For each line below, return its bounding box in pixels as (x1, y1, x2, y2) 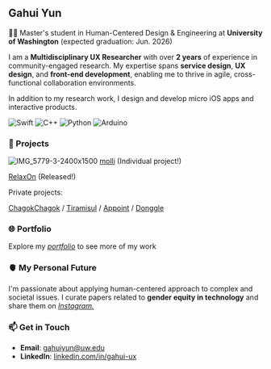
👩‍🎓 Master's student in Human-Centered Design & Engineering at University (8, 27, 263, 37)
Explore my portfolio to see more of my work (8, 241, 156, 251)
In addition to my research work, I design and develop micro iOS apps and (8, 93, 254, 103)
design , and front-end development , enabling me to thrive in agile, (8, 69, 232, 79)
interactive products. (8, 102, 77, 111)
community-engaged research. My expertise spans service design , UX (8, 61, 246, 70)
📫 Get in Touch (8, 321, 70, 333)
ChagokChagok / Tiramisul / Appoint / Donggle (8, 203, 165, 213)
